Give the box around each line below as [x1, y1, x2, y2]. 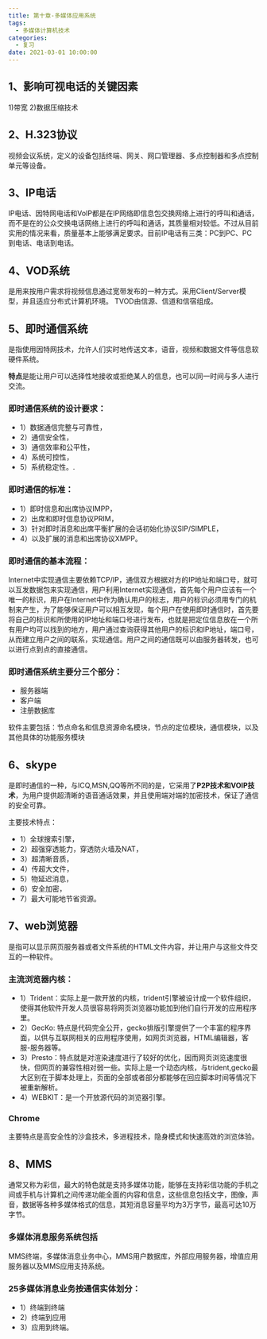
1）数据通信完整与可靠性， [19, 423, 107, 432]
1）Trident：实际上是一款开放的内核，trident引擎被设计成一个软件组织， [19, 993, 256, 1003]
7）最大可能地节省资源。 [19, 894, 101, 904]
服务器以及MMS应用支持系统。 [8, 1261, 110, 1271]
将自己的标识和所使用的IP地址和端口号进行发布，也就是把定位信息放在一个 [8, 614, 252, 624]
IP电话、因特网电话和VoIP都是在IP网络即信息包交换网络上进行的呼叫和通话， [8, 208, 259, 219]
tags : [8, 19, 26, 27]
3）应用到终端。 [19, 1322, 74, 1332]
